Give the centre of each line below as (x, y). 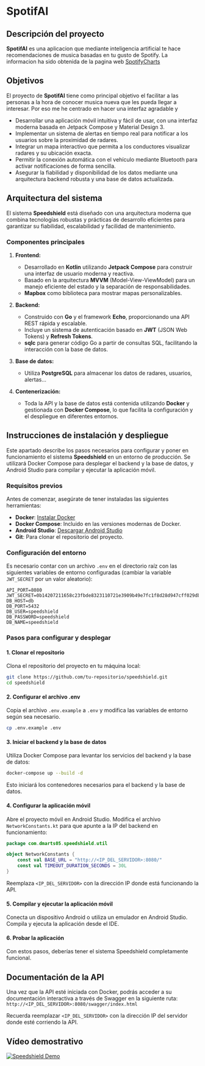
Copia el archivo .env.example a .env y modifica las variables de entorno (97, 710)
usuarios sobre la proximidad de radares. (67, 140)
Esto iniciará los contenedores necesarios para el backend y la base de (96, 785)
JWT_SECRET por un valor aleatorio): (49, 579)
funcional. (19, 958)
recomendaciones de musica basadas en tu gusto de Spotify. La (87, 55)
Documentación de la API (55, 977)
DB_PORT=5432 (23, 606)
